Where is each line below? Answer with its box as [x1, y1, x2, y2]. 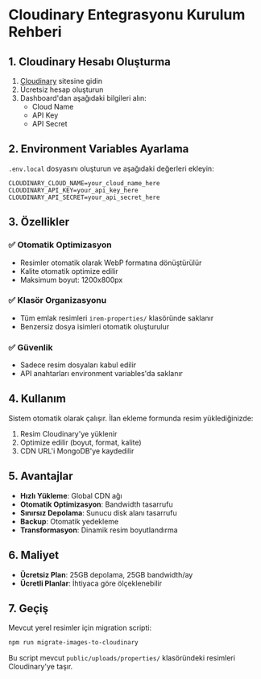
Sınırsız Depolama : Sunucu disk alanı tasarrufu [19, 507, 177, 517]
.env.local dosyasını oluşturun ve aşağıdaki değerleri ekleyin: [8, 164, 215, 173]
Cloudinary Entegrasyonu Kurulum [8, 6, 246, 24]
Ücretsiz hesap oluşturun [19, 85, 104, 94]
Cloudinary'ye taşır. [8, 662, 73, 672]
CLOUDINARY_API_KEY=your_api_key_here [8, 186, 139, 194]
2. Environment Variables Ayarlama [8, 143, 189, 156]
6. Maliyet [8, 549, 59, 562]
